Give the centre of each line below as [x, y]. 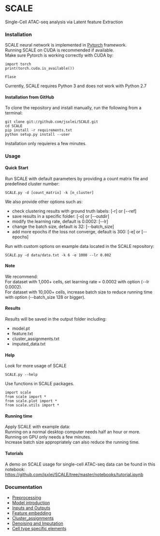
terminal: [14, 113]
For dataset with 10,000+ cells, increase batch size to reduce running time [79, 292]
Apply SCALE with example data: [38, 427]
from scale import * [26, 397]
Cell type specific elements [39, 528]
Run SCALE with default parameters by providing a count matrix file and [77, 179]
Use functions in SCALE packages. [40, 384]
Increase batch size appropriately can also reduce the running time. [72, 442]
